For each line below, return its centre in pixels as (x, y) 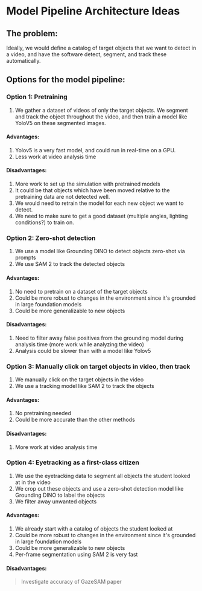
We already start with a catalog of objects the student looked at (94, 529)
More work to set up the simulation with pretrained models (88, 184)
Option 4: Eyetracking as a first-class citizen (73, 462)
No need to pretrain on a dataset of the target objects (81, 291)
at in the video (33, 482)
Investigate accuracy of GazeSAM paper (71, 582)
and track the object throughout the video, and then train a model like (101, 117)
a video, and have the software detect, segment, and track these (87, 54)
